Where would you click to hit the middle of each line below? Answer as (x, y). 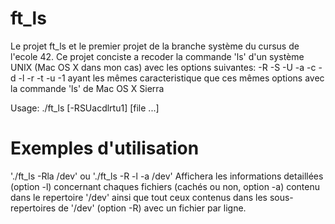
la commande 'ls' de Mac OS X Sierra (87, 88)
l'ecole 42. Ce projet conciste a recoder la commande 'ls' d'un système (157, 56)
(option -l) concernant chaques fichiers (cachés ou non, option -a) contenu (165, 186)
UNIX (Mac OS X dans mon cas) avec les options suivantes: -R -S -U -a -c (163, 67)
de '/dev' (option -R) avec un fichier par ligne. (152, 208)
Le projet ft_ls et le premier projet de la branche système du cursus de (155, 46)
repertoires (33, 208)
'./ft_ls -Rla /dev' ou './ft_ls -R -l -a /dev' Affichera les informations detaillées (167, 176)
